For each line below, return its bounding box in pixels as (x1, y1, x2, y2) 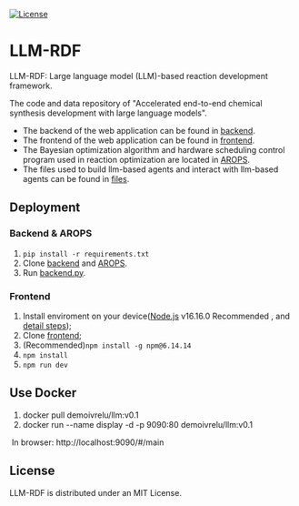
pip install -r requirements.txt (22, 249, 150, 258)
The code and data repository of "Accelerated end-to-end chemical (9, 97, 263, 108)
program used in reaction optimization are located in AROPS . (22, 154, 251, 165)
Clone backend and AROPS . (22, 258, 128, 268)
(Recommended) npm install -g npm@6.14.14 (22, 339, 192, 350)
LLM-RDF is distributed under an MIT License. (9, 487, 182, 498)
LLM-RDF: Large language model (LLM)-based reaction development (9, 70, 268, 81)
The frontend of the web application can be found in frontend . (22, 135, 255, 146)
